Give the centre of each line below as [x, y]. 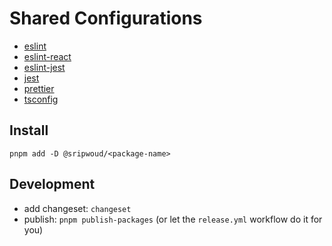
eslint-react [47, 56]
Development [52, 184]
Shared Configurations [106, 18]
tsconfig [41, 99]
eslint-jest [44, 67]
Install [29, 130]
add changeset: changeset [77, 208]
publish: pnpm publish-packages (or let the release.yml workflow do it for [173, 219]
